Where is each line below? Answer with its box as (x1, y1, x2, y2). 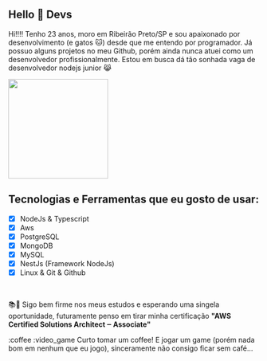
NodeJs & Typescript (19, 214, 89, 223)
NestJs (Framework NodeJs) (19, 258, 115, 268)
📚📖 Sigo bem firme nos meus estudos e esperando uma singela (8, 300, 220, 309)
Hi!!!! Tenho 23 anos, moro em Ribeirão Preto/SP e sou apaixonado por (8, 29, 241, 38)
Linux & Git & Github (19, 268, 86, 277)
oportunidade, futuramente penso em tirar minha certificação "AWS (8, 312, 231, 321)
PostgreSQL (19, 232, 60, 241)
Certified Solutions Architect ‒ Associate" (8, 320, 151, 329)
